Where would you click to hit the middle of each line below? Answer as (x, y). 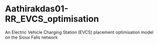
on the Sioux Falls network (31, 37)
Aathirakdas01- (37, 9)
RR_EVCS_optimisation (52, 19)
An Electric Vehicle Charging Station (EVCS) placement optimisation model (79, 32)
